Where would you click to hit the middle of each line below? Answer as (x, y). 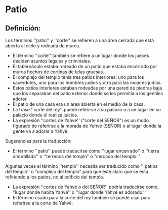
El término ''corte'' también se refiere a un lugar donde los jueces (81, 55)
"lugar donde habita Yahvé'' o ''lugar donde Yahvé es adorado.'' (79, 192)
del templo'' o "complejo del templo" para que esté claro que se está (77, 172)
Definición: (23, 28)
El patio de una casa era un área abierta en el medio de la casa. (79, 104)
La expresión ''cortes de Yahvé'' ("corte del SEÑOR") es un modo (81, 120)
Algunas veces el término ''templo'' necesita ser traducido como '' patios (81, 166)
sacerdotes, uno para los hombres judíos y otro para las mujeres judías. (87, 83)
